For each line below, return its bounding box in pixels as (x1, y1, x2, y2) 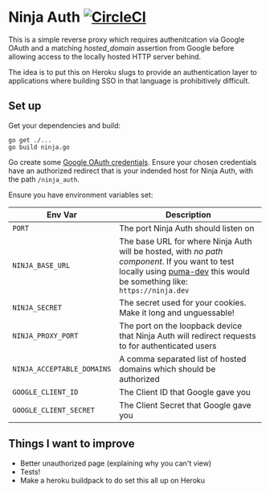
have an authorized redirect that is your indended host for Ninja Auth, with (8, 166, 254, 175)
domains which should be (119, 363, 216, 374)
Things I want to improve (8, 437, 135, 450)
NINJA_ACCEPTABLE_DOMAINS (12, 364, 112, 373)
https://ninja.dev (119, 286, 190, 295)
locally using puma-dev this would (119, 265, 251, 277)
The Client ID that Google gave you (119, 386, 251, 397)
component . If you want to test (119, 256, 235, 267)
